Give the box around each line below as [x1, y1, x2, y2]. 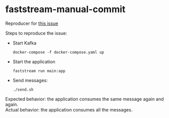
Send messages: [12, 77, 48, 83]
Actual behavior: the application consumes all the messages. [5, 106, 133, 112]
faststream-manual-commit [5, 4, 126, 15]
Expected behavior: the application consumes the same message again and [5, 96, 164, 102]
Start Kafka [12, 40, 37, 46]
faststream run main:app [12, 68, 66, 73]
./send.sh [12, 87, 34, 92]
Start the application [12, 58, 55, 64]
